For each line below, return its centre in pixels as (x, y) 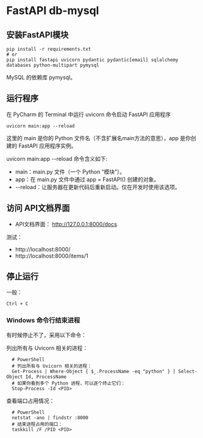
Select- (188, 371)
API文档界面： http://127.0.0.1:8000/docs (66, 224)
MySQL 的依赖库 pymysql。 (41, 77)
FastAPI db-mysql (53, 11)
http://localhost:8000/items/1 (52, 256)
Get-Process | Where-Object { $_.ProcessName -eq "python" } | (94, 371)
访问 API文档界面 (38, 208)
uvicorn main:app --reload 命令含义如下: (57, 158)
